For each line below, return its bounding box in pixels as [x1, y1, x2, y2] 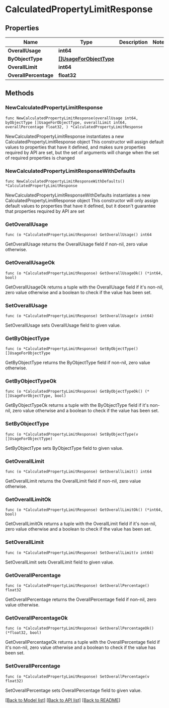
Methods [5, 89, 34, 98]
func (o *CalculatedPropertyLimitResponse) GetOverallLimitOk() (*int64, [5, 507, 163, 512]
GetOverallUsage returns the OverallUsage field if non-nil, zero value [5, 241, 148, 247]
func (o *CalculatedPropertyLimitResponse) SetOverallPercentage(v [5, 674, 150, 679]
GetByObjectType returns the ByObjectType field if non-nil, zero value [5, 360, 150, 366]
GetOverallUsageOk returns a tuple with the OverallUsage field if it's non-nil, [5, 284, 163, 290]
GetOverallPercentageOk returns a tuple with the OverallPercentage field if [5, 639, 160, 645]
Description [119, 39, 148, 45]
